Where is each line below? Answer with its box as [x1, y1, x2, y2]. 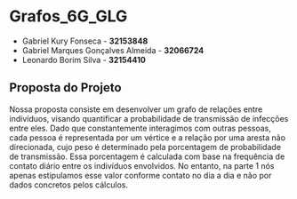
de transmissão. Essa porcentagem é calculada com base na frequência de [9, 151, 285, 162]
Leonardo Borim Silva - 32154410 [21, 54, 147, 65]
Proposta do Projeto [9, 80, 122, 95]
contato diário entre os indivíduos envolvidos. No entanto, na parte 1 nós [9, 160, 275, 171]
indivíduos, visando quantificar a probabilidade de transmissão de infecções [9, 113, 289, 123]
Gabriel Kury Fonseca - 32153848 [21, 36, 148, 46]
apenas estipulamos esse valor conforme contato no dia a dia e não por [9, 170, 272, 180]
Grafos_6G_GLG [9, 6, 128, 27]
